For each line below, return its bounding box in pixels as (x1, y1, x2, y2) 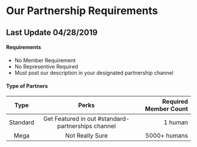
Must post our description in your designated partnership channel (14, 69, 174, 76)
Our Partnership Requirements (6, 4, 158, 18)
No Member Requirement (14, 57, 76, 64)
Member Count (145, 104, 188, 112)
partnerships (57, 122, 93, 130)
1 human (163, 118, 188, 127)
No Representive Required (14, 63, 78, 70)
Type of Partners (6, 83, 48, 90)
